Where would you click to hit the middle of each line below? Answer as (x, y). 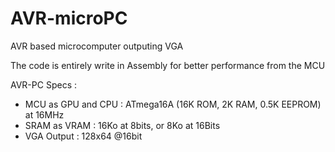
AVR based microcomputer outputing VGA (97, 46)
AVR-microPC (69, 18)
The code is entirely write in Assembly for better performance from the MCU (168, 65)
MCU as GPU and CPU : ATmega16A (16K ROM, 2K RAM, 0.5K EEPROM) (173, 104)
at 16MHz (44, 114)
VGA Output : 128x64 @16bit (83, 136)
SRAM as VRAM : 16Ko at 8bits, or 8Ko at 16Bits (122, 125)
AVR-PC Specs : (43, 84)
